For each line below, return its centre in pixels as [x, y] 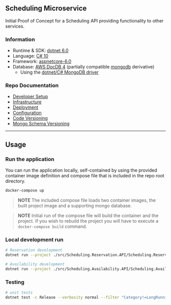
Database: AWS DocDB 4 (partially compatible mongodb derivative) [83, 67]
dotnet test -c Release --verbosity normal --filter [62, 297]
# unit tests [19, 293]
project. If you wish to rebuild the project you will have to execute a [88, 221]
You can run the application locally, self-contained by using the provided [81, 170]
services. [15, 26]
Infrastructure [27, 102]
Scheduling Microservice [46, 8]
